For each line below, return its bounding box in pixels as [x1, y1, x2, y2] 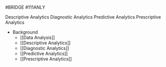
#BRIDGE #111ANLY [5, 5, 45, 10]
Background [12, 29, 38, 35]
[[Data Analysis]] [20, 35, 55, 40]
